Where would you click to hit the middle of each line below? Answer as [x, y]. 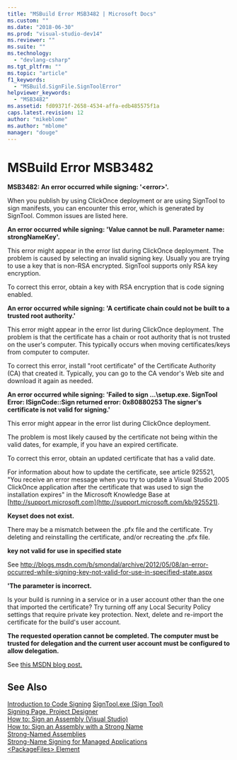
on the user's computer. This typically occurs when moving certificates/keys [119, 345]
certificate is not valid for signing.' [59, 410]
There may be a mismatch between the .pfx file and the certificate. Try [110, 530]
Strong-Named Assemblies [47, 735]
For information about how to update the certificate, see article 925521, [111, 472]
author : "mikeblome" [38, 119]
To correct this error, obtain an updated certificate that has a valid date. [111, 458]
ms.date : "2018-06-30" [41, 27]
